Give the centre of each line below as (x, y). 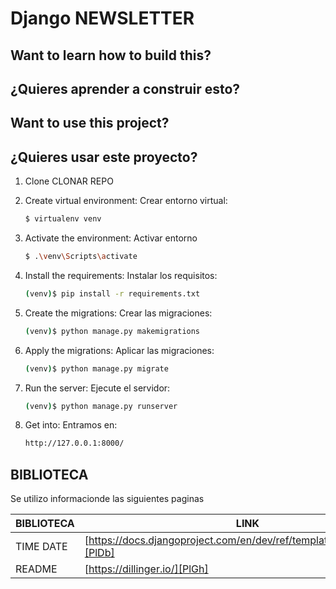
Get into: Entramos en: (71, 425)
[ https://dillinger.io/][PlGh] (146, 569)
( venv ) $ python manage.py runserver (101, 406)
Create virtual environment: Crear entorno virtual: (126, 201)
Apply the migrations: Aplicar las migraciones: (119, 350)
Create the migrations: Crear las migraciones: (118, 313)
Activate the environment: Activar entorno (111, 238)
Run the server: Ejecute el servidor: (97, 388)
